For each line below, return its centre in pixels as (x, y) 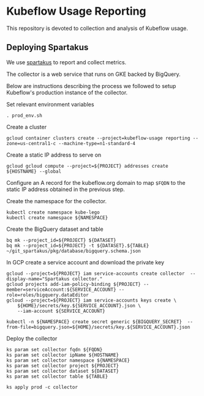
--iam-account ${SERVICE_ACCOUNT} (61, 311)
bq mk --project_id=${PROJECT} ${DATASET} (61, 240)
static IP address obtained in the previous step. (66, 189)
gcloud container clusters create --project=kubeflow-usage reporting (98, 138)
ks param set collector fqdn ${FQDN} (55, 349)
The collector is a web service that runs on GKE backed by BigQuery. (93, 74)
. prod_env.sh (25, 115)
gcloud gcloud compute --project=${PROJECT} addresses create (87, 166)
